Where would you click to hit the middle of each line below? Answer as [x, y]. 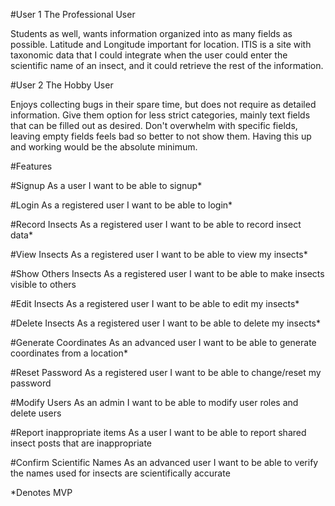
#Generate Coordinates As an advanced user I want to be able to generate [163, 342]
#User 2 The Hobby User [62, 85]
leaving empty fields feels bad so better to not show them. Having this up [161, 136]
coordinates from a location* [69, 353]
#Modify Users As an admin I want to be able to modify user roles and [154, 402]
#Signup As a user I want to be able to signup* [106, 185]
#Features [31, 166]
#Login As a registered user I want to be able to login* [121, 205]
